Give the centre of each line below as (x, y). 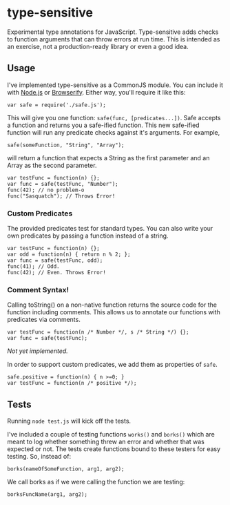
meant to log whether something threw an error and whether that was (106, 442)
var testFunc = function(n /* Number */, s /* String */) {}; (98, 332)
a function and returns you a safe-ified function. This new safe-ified (103, 125)
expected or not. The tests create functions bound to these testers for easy (114, 449)
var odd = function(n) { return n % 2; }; (69, 255)
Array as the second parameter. (52, 165)
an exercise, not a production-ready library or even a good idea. (98, 46)
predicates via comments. (44, 320)
